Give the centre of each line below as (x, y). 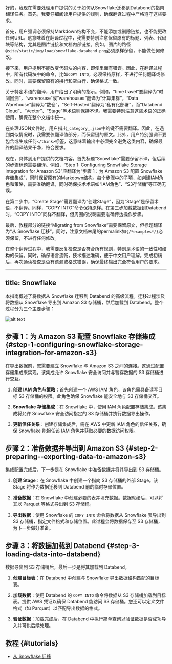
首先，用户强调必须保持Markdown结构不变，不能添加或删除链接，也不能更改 (86, 31)
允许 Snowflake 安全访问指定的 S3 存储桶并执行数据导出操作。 (88, 413)
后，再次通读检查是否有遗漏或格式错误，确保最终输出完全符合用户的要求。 (84, 262)
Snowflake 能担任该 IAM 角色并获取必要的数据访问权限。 (78, 431)
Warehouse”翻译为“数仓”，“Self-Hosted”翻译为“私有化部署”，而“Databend (84, 104)
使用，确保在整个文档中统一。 (37, 117)
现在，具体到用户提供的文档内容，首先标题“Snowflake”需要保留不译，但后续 (85, 158)
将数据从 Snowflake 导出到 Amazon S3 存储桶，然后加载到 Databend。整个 (84, 302)
